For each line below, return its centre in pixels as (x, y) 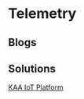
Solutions (32, 68)
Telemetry (42, 14)
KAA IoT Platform (36, 87)
